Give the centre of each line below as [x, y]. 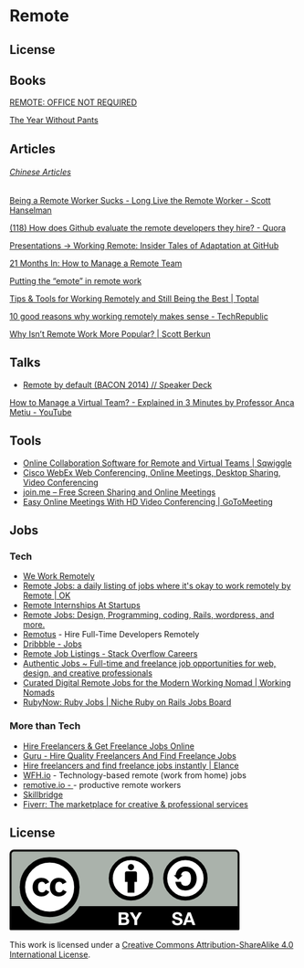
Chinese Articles [40, 172]
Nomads [38, 693]
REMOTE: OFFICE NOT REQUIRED [73, 102]
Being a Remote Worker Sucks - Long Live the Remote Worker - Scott [140, 200]
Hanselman [31, 210]
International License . [50, 954]
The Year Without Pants [54, 121]
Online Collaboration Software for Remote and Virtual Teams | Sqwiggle [157, 463]
